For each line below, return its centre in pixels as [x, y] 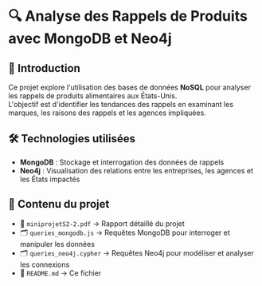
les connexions [45, 264]
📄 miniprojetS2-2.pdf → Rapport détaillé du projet [102, 223]
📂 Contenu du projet [59, 204]
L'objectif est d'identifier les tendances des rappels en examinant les [121, 104]
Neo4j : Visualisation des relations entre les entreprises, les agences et [136, 170]
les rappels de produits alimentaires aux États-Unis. [93, 96]
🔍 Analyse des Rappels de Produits [128, 16]
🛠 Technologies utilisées [72, 139]
